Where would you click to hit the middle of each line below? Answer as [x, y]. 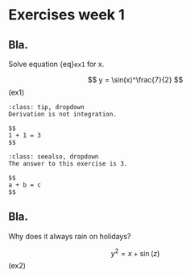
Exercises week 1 [66, 15]
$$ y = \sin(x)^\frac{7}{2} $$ [135, 80]
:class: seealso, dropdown [54, 157]
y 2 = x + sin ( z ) [135, 252]
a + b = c [25, 185]
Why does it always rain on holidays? [70, 236]
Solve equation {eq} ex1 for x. [56, 64]
